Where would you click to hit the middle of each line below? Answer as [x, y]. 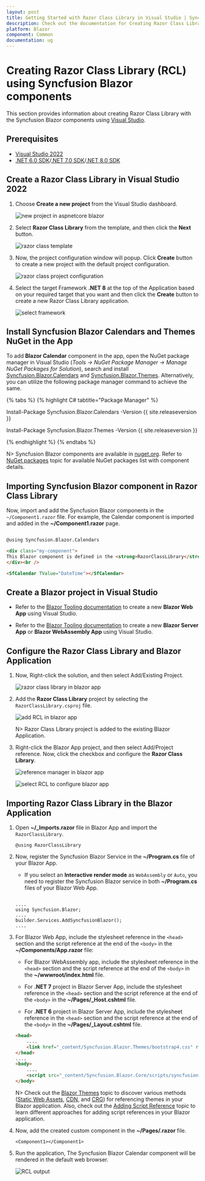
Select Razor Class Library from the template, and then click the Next [103, 227]
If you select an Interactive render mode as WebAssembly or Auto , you [111, 875]
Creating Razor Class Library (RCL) [96, 71]
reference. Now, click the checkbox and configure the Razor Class [99, 754]
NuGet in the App [40, 341]
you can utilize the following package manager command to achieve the [97, 382]
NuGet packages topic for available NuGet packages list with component [98, 460]
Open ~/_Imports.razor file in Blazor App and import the [86, 827]
